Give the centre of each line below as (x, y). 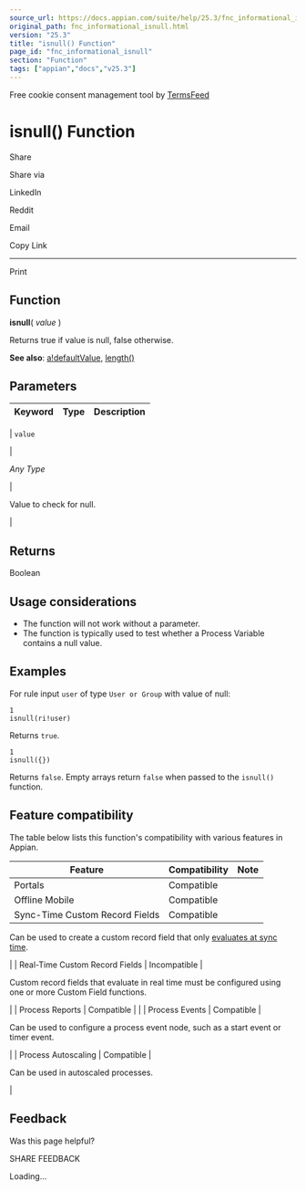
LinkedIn (25, 192)
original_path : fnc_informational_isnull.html (99, 26)
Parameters (43, 387)
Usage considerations (73, 602)
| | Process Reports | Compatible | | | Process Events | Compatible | (135, 1009)
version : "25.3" (40, 35)
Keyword (34, 412)
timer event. (32, 1037)
